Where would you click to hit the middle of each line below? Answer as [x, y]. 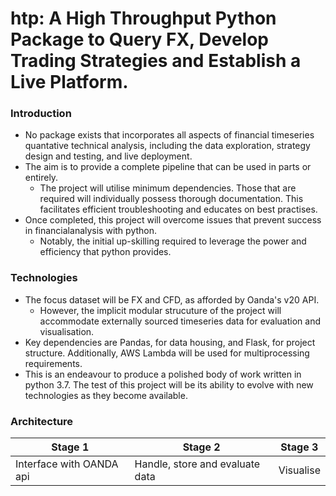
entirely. [41, 178]
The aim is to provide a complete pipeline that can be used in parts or [168, 167]
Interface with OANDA [67, 464]
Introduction [41, 114]
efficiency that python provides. [105, 252]
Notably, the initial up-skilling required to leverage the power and [173, 241]
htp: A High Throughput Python [143, 18]
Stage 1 [70, 447]
